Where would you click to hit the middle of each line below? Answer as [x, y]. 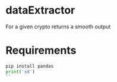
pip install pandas [30, 66]
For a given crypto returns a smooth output [58, 27]
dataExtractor [40, 10]
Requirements [41, 50]
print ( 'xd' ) [20, 71]
